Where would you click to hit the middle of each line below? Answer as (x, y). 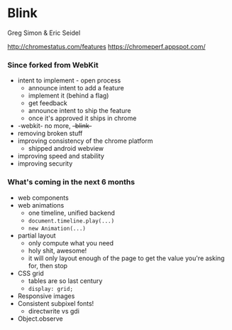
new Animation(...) (57, 228)
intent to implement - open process (69, 80)
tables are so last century (65, 281)
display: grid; (50, 289)
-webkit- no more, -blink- (55, 126)
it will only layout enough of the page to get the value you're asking (126, 258)
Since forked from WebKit (53, 65)
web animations (41, 205)
